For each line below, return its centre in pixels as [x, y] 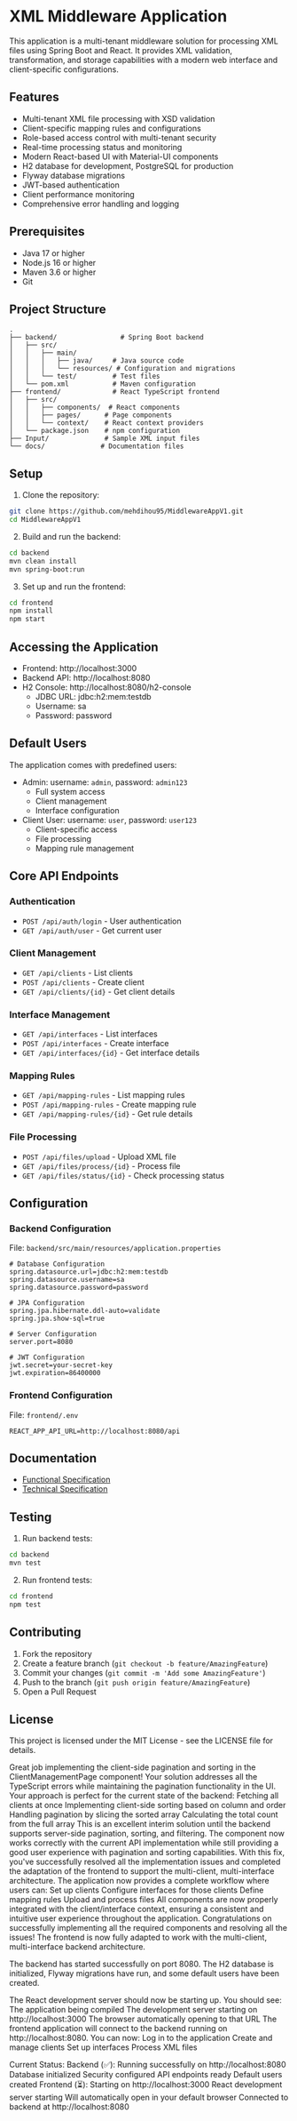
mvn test [25, 1563]
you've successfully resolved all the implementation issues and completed [145, 1862]
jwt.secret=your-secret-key [61, 1365]
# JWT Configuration [47, 1357]
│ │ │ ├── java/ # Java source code [97, 361]
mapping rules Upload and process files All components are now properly [144, 1900]
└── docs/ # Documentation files [97, 446]
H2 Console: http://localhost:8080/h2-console [107, 687]
